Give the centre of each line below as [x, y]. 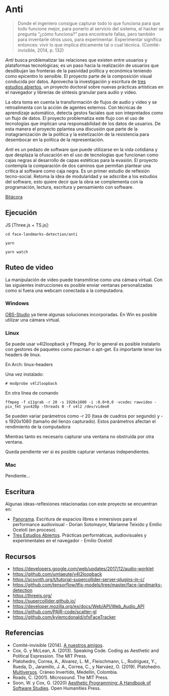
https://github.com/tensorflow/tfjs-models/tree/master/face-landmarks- [87, 585]
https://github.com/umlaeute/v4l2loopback [57, 574]
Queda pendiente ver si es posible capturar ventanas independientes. [78, 452]
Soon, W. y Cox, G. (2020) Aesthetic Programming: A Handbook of [82, 683]
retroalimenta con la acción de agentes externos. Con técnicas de [74, 107]
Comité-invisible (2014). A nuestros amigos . [58, 645]
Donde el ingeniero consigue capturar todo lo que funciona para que [89, 23]
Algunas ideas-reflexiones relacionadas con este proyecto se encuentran [81, 504]
